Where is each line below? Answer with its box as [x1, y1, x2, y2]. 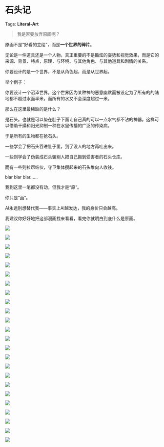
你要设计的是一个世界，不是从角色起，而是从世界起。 [5, 68, 112, 74]
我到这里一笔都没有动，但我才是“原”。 [5, 184, 82, 190]
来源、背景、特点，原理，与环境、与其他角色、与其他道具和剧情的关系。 [5, 58, 150, 64]
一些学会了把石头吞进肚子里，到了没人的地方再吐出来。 [5, 143, 116, 149]
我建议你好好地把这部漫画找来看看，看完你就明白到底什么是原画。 [5, 215, 138, 221]
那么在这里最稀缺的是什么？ [5, 106, 61, 112]
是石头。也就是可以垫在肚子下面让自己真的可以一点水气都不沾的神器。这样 [5, 116, 155, 122]
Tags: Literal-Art [5, 21, 39, 27]
